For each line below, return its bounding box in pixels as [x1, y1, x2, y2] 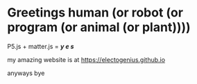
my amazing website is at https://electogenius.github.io [7, 55, 165, 63]
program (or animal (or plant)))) [7, 19, 191, 35]
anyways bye [7, 69, 45, 77]
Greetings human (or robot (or [7, 5, 184, 21]
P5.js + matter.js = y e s [7, 42, 74, 50]
